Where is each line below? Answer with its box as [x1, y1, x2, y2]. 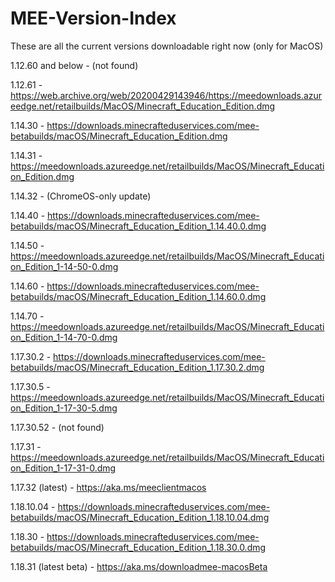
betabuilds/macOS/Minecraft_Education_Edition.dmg [10, 130, 228, 142]
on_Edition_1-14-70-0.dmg [10, 331, 118, 343]
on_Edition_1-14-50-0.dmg [10, 260, 119, 272]
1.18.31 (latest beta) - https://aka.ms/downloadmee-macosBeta [10, 560, 268, 572]
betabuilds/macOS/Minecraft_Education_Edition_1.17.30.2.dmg [10, 361, 265, 373]
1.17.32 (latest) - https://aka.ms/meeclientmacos [10, 481, 207, 493]
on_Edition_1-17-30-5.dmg [10, 402, 118, 414]
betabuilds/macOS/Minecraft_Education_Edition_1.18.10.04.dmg [10, 511, 270, 523]
